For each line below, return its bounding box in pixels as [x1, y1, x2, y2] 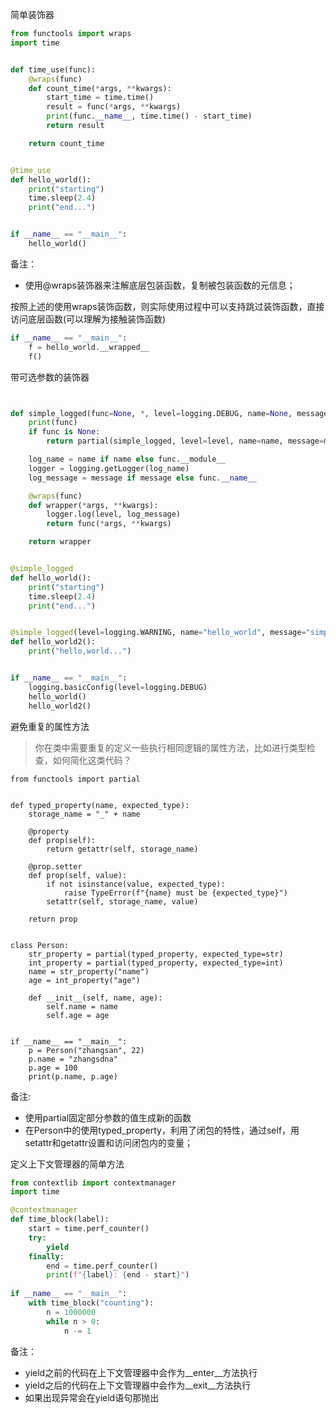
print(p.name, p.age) [28, 1071, 118, 1082]
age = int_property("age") [28, 975, 141, 985]
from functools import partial [10, 774, 141, 784]
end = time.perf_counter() [46, 1261, 159, 1271]
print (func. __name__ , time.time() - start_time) [46, 111, 253, 122]
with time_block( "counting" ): [28, 1298, 155, 1308]
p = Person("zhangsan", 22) [28, 1045, 145, 1055]
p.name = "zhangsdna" [28, 1054, 118, 1064]
